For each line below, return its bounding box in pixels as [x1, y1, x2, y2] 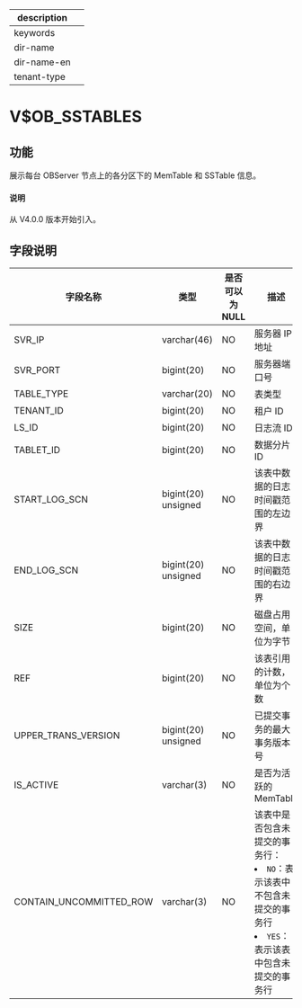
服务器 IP [253, 327, 292, 340]
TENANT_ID [13, 405, 65, 417]
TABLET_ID [13, 444, 61, 457]
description [17, 12, 67, 23]
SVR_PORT [13, 364, 61, 377]
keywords [13, 27, 56, 39]
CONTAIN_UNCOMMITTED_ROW [13, 896, 154, 908]
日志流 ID [253, 422, 294, 434]
